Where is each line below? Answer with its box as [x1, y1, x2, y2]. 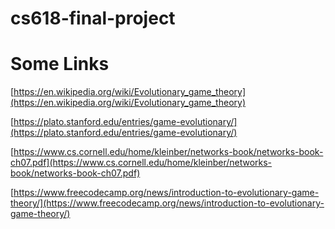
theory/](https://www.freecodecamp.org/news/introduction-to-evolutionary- [10, 197, 325, 209]
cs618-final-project [10, 7, 176, 30]
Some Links [10, 53, 110, 76]
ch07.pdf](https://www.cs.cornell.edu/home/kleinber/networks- [10, 157, 273, 169]
